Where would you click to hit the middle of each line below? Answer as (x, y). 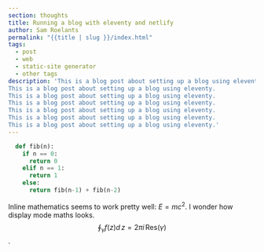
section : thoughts (38, 15)
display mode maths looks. (51, 215)
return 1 (43, 176)
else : (31, 183)
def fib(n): (35, 146)
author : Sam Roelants (44, 30)
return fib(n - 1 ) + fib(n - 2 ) (75, 190)
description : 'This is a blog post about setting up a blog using (119, 81)
